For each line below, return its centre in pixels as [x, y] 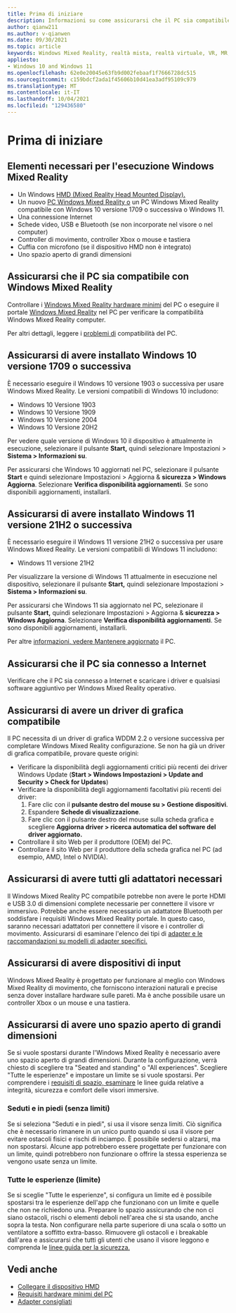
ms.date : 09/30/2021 [38, 40]
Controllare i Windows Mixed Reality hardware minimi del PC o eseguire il [113, 305]
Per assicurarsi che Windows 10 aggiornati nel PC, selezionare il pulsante [113, 469]
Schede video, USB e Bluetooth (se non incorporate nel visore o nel [115, 224]
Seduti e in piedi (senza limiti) [59, 1109]
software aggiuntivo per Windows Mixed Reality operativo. [92, 688]
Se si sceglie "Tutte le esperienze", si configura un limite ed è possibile [110, 1195]
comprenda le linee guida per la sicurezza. [69, 1247]
